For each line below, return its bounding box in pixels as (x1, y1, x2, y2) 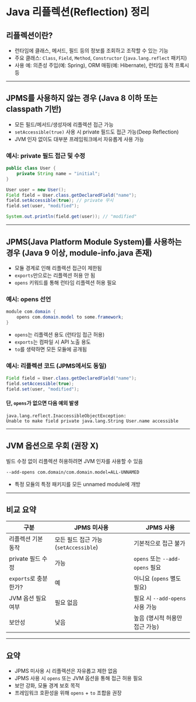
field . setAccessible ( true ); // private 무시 (6, 197, 114, 204)
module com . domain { (6, 309, 57, 315)
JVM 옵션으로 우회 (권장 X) (6, 441, 99, 451)
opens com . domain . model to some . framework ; (16, 314, 124, 320)
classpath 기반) (6, 104, 62, 114)
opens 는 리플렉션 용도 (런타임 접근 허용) (14, 331, 105, 338)
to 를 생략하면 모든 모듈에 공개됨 (14, 345, 87, 352)
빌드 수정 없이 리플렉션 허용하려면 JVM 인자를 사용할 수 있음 (6, 457, 143, 464)
